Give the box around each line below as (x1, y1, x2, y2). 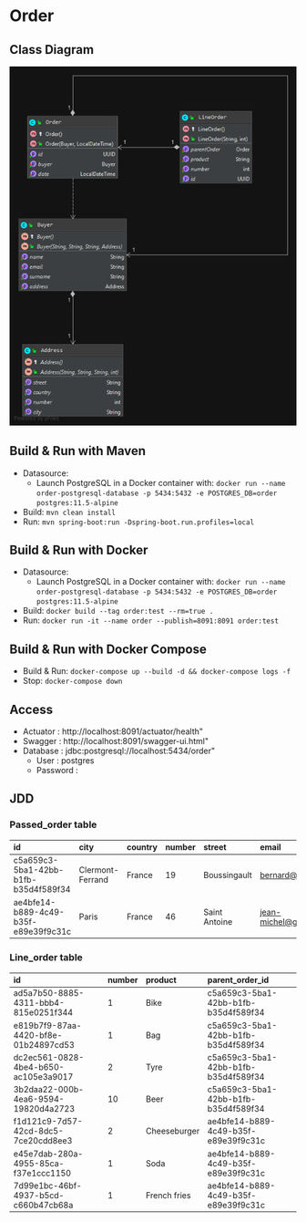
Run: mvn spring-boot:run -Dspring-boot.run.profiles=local (22, 516, 255, 527)
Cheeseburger (145, 1125, 200, 1136)
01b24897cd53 (13, 1039, 75, 1050)
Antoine (203, 916, 233, 927)
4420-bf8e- (13, 1030, 63, 1041)
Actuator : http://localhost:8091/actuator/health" (22, 726, 203, 737)
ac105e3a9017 (13, 1071, 74, 1082)
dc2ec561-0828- (13, 1051, 85, 1062)
